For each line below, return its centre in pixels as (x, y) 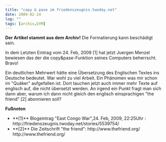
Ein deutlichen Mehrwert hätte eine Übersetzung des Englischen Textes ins (82, 73)
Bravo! (12, 63)
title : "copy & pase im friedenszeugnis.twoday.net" (61, 10)
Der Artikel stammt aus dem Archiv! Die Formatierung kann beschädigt (79, 38)
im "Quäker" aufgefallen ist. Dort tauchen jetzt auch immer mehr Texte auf (82, 83)
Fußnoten (15, 109)
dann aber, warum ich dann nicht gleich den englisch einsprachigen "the (80, 94)
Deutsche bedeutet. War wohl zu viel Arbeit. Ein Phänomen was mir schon (81, 78)
